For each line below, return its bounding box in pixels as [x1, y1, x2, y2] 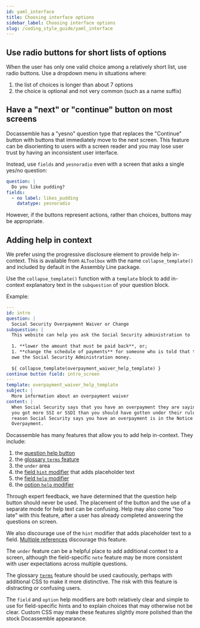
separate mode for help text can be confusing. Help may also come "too [6, 505, 183, 513]
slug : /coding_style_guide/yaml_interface [6, 25, 113, 32]
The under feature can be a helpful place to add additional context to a [6, 547, 179, 555]
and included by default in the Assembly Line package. [6, 264, 141, 271]
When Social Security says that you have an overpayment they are [11, 404, 180, 410]
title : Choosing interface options [6, 14, 95, 20]
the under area [14, 462, 51, 469]
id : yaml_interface [6, 8, 55, 15]
